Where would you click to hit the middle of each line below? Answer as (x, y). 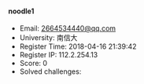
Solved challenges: (50, 71)
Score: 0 (33, 64)
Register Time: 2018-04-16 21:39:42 (78, 46)
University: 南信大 (48, 38)
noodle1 (21, 11)
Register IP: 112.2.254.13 (59, 55)
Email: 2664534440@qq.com (68, 28)
